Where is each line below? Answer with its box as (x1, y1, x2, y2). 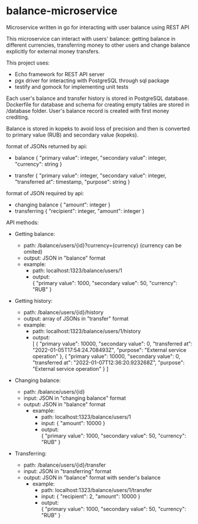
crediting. (6, 114, 30, 121)
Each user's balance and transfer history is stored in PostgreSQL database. (6, 95, 189, 102)
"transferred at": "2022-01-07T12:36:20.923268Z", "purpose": (32, 359, 185, 366)
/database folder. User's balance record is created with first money (6, 107, 170, 114)
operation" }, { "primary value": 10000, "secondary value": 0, (32, 352, 181, 360)
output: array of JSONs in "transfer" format (23, 315, 129, 322)
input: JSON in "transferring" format (23, 467, 112, 474)
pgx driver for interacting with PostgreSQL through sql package (14, 77, 170, 84)
